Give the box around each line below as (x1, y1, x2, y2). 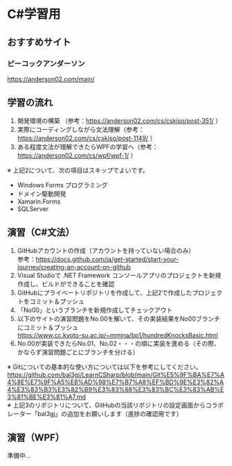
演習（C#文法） (7, 226, 75, 238)
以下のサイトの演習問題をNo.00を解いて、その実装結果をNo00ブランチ (17, 314, 220, 323)
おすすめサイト (7, 36, 71, 48)
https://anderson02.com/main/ (7, 74, 95, 83)
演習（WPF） (7, 431, 64, 443)
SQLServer (17, 204, 49, 213)
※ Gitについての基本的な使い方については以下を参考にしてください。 (7, 363, 202, 371)
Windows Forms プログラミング (17, 181, 108, 189)
